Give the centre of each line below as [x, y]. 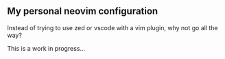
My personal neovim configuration [83, 11]
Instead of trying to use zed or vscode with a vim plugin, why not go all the [113, 27]
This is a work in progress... [46, 48]
